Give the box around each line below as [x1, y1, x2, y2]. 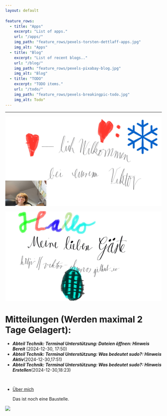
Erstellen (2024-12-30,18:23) [12, 367, 71, 373]
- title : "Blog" [9, 50, 43, 55]
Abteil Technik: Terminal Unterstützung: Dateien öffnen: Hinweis [12, 341, 150, 347]
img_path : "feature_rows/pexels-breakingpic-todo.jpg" [14, 92, 130, 97]
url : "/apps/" [14, 34, 43, 39]
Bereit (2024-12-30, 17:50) [12, 346, 68, 352]
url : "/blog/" [14, 60, 43, 66]
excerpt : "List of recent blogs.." [14, 55, 88, 60]
